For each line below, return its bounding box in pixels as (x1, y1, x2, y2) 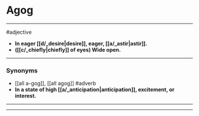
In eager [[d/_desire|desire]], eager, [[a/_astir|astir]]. (14, 39, 147, 47)
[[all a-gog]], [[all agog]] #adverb (14, 80, 97, 87)
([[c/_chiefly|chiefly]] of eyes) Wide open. (14, 46, 121, 53)
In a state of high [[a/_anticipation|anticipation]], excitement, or (14, 86, 175, 93)
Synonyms (6, 66, 38, 74)
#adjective (6, 28, 32, 35)
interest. (14, 92, 37, 100)
